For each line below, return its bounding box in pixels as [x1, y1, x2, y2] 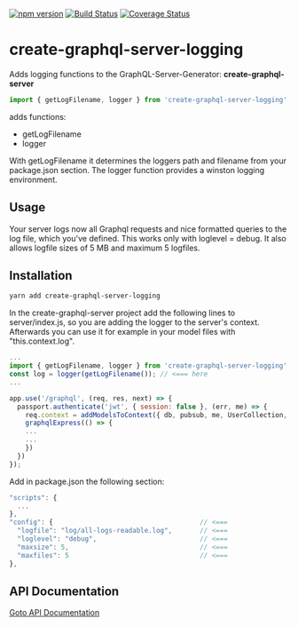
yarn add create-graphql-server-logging [9, 291, 161, 301]
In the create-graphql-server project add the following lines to [9, 307, 236, 319]
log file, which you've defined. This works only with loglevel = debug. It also [9, 233, 286, 243]
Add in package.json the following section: [9, 476, 165, 487]
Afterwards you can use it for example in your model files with [9, 327, 236, 337]
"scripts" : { [9, 493, 58, 502]
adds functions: [9, 111, 67, 122]
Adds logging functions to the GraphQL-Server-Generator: [9, 68, 222, 79]
